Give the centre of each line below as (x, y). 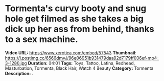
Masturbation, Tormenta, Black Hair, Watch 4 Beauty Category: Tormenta (79, 68)
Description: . (19, 73)
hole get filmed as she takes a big (74, 19)
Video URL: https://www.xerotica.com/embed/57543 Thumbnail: (71, 53)
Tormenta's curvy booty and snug (76, 8)
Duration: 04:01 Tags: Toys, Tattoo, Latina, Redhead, (81, 63)
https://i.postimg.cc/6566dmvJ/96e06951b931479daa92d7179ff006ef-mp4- (82, 58)
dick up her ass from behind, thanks (80, 29)
